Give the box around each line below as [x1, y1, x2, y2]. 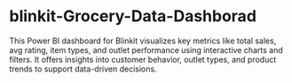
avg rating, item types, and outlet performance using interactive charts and [9, 44, 284, 55]
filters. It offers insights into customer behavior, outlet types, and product [9, 54, 277, 64]
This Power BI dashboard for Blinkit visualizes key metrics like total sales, [9, 35, 277, 46]
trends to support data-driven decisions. [9, 64, 157, 74]
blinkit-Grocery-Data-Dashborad [9, 6, 257, 26]
